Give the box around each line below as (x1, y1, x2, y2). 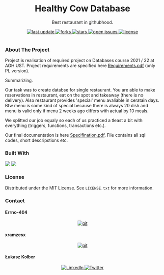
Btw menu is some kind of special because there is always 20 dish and (5, 103, 148, 109)
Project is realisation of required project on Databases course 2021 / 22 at (5, 58, 155, 63)
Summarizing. (5, 77, 33, 84)
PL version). (5, 68, 29, 74)
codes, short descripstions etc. (5, 137, 68, 143)
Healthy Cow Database (34, 3, 131, 14)
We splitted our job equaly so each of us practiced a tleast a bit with (5, 118, 143, 123)
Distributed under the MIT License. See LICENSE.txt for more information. (5, 185, 154, 191)
